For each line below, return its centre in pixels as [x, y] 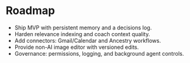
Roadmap [30, 11]
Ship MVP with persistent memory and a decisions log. [83, 28]
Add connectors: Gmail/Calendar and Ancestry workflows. [88, 40]
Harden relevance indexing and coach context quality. [82, 34]
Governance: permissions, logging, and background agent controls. [99, 53]
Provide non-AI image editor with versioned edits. [77, 47]
